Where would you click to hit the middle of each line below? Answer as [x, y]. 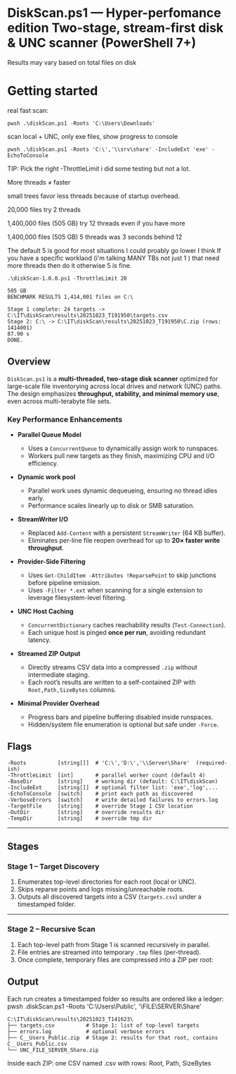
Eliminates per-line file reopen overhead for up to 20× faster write [124, 540]
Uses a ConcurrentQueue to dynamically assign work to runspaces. [123, 448]
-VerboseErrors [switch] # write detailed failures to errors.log [113, 800]
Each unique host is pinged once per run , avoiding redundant [117, 632]
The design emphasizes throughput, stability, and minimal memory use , [113, 393]
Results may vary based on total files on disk [72, 62]
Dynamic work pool [46, 476]
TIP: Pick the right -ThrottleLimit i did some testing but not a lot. [99, 168]
